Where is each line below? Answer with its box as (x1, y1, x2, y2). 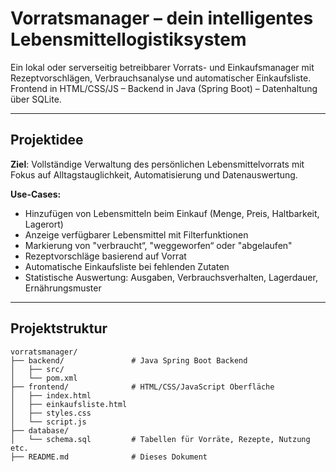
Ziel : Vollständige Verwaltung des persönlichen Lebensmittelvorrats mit (10, 158, 305, 170)
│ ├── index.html (10, 390, 92, 401)
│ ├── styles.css (10, 408, 92, 418)
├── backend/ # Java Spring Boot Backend (10, 355, 248, 366)
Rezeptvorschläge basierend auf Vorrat (24, 250, 187, 262)
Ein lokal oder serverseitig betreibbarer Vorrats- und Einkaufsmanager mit (10, 61, 315, 73)
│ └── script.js (10, 417, 87, 427)
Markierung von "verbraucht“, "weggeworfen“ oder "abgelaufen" (24, 239, 293, 251)
